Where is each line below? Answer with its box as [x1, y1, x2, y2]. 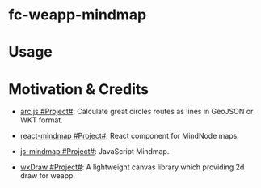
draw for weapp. [19, 171, 75, 181]
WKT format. [19, 115, 63, 125]
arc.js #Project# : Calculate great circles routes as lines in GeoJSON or [19, 107, 254, 117]
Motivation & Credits [8, 79, 149, 98]
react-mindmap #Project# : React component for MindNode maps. [19, 131, 240, 141]
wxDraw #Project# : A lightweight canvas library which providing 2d [19, 162, 245, 172]
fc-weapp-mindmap [8, 6, 147, 24]
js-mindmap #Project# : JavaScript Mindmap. [19, 147, 170, 156]
